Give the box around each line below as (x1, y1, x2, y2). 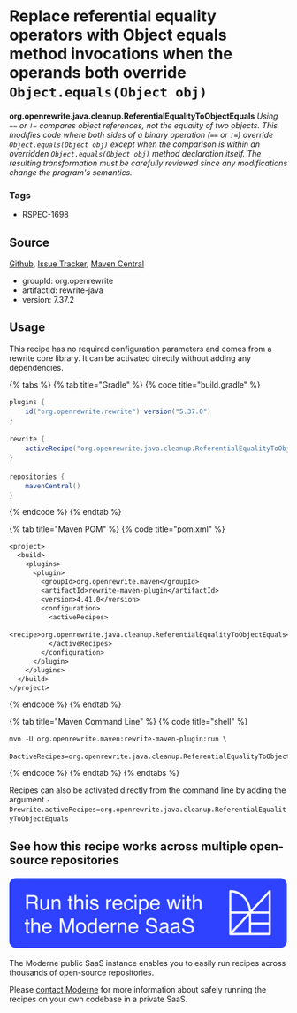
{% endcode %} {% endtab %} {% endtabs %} (9, 768, 179, 779)
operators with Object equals (9, 25, 227, 45)
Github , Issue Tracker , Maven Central (9, 258, 144, 269)
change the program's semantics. (9, 166, 133, 178)
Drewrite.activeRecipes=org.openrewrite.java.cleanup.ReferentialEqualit (9, 805, 287, 815)
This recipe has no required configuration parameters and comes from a (9, 343, 272, 354)
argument (9, 794, 45, 805)
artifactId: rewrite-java (21, 285, 103, 295)
